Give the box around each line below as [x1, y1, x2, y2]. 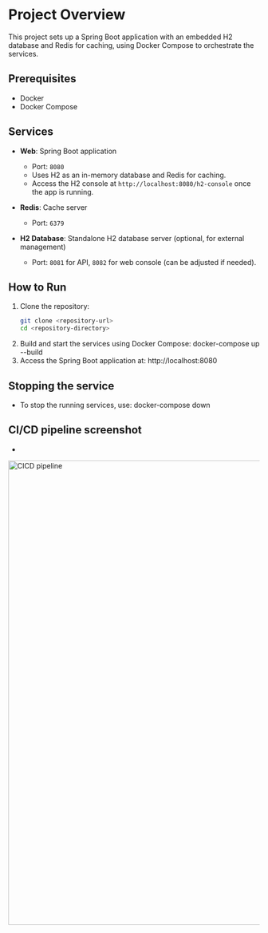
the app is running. [31, 187, 94, 196]
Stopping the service [8, 379, 115, 393]
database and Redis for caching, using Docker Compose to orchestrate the [8, 40, 254, 49]
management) [19, 242, 66, 251]
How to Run [8, 280, 67, 294]
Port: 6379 [31, 218, 65, 227]
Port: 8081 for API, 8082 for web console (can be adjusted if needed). [31, 257, 257, 267]
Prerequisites [8, 72, 77, 85]
